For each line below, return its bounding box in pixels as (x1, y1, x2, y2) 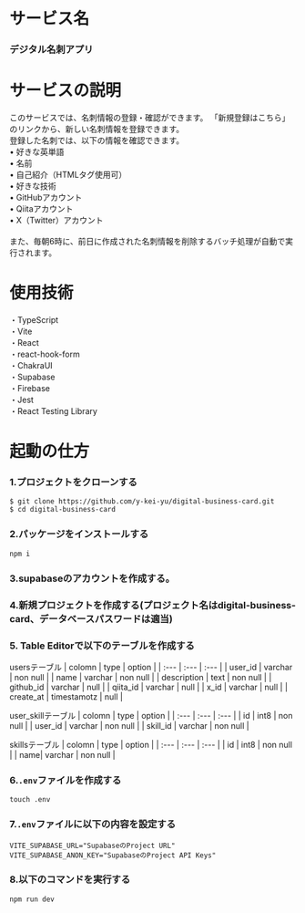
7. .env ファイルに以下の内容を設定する (9, 818, 176, 831)
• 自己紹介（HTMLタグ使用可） (9, 170, 127, 181)
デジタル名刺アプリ (9, 43, 94, 56)
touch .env (9, 795, 51, 804)
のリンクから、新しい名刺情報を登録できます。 (9, 124, 185, 135)
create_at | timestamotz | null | (9, 690, 123, 702)
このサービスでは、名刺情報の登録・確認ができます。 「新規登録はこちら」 (9, 112, 290, 123)
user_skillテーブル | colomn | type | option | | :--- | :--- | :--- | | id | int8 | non (9, 710, 293, 721)
